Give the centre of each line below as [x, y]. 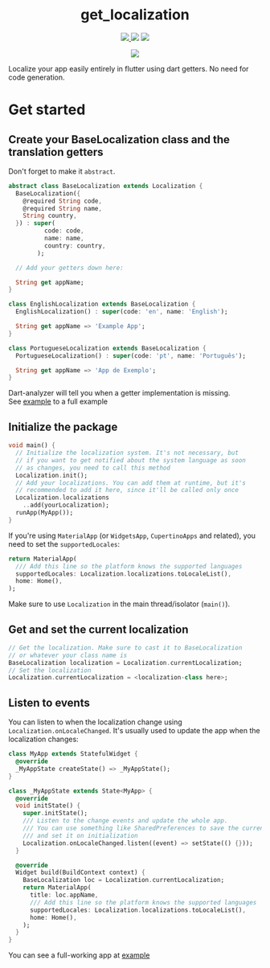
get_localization [135, 15]
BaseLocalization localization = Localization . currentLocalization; [125, 662]
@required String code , [63, 201]
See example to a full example [58, 402]
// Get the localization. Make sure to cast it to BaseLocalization [125, 648]
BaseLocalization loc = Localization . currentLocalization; [124, 880]
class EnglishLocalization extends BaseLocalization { [102, 304]
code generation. [37, 77]
